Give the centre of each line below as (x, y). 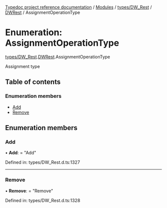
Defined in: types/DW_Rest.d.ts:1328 (43, 200)
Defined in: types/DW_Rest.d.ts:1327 (43, 162)
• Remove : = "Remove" (29, 191)
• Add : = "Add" (21, 153)
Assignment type (23, 66)
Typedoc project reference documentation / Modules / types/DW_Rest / (79, 7)
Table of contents (33, 82)
